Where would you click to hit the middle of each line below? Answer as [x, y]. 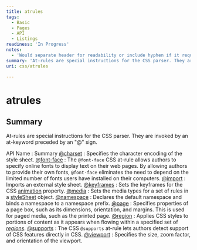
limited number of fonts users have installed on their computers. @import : [96, 178]
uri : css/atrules [27, 66]
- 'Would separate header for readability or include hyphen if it [96, 55]
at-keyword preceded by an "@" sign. [52, 142]
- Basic [21, 22]
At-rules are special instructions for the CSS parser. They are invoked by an [97, 136]
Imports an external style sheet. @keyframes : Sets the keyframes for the [94, 185]
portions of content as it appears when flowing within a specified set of [92, 222]
